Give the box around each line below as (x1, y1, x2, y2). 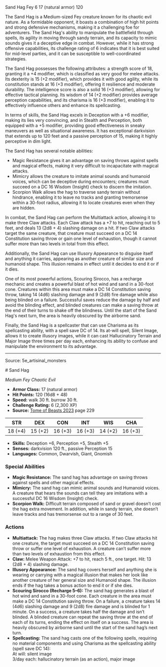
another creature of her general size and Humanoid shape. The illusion (12, 577, 157, 583)
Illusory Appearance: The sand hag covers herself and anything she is (12, 566, 157, 572)
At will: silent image (12, 651, 52, 657)
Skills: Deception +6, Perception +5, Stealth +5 (12, 441, 109, 446)
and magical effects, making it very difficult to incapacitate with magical (12, 163, 159, 168)
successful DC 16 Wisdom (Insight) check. (12, 496, 99, 501)
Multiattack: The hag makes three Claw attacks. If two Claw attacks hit (12, 535, 158, 541)
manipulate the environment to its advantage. (5, 343, 97, 349)
